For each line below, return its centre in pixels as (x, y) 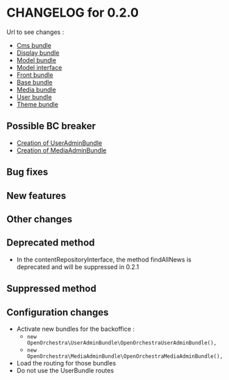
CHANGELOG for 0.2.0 (73, 13)
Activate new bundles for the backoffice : (75, 329)
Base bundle (34, 82)
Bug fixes (27, 172)
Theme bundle (37, 104)
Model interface (39, 67)
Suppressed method (51, 289)
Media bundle (36, 89)
